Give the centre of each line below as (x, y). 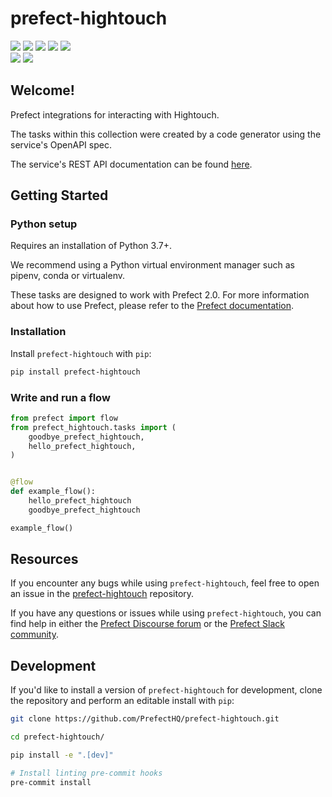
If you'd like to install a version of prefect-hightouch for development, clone (166, 690)
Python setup (44, 224)
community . (35, 634)
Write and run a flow (60, 397)
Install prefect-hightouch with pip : (81, 353)
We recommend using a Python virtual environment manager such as (152, 265)
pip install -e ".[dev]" (62, 755)
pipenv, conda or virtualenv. (67, 276)
